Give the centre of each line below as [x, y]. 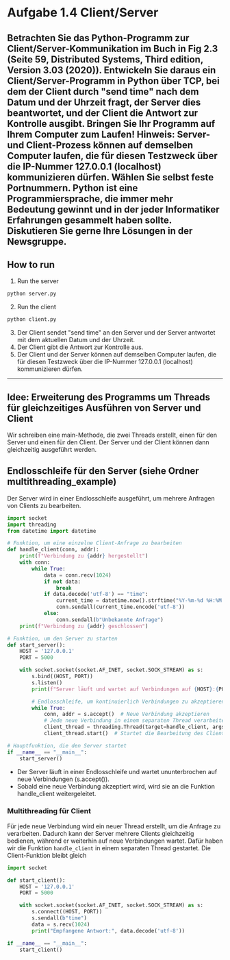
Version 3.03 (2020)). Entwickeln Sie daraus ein [112, 70]
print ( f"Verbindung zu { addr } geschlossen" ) [84, 626]
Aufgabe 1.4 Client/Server [83, 13]
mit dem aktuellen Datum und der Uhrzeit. [76, 340]
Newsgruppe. [37, 241]
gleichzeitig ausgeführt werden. [52, 449]
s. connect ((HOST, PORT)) [67, 912]
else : [51, 614]
